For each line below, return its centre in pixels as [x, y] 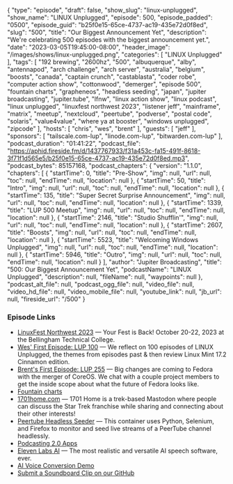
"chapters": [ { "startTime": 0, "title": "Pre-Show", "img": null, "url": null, [110, 173]
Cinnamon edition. [43, 362]
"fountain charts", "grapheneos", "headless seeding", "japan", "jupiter [107, 91]
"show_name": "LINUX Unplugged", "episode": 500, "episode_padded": [110, 17]
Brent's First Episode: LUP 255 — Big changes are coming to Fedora [115, 370]
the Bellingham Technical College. [66, 340]
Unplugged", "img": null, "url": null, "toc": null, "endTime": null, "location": [113, 247]
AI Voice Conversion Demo [56, 466]
